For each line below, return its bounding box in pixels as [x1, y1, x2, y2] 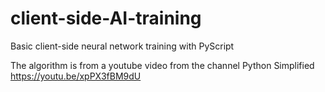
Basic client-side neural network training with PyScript [10, 40, 235, 52]
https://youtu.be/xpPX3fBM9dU [10, 70, 142, 82]
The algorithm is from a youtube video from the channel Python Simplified [10, 59, 315, 71]
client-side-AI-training [10, 7, 202, 30]
